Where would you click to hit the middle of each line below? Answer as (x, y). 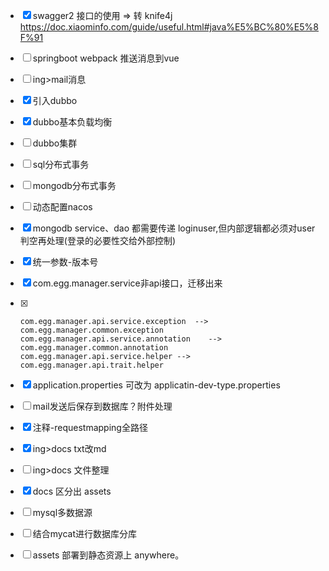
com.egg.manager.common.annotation (94, 348)
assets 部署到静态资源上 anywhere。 (108, 555)
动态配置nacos (62, 207)
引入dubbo (55, 100)
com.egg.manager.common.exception (91, 330)
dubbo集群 (55, 143)
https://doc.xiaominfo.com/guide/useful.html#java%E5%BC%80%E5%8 (169, 27)
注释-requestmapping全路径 (90, 427)
